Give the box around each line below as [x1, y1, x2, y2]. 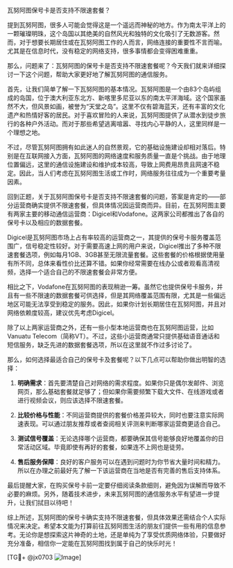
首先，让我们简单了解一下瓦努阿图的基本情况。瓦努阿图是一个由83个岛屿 [7, 85, 216, 93]
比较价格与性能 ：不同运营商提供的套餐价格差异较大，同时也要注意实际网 [17, 411, 224, 419]
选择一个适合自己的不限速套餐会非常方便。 [19, 268, 141, 276]
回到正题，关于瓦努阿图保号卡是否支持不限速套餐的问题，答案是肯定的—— [7, 193, 220, 200]
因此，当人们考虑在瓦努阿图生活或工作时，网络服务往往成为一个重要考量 [19, 169, 226, 177]
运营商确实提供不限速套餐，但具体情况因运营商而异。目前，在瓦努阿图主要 [12, 201, 226, 209]
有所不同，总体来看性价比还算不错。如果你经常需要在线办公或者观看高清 [7, 259, 214, 267]
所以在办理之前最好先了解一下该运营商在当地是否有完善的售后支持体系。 [17, 467, 224, 474]
